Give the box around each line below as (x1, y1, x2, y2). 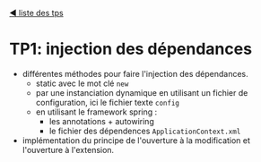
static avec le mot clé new (35, 78, 129, 89)
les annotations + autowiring (48, 115, 154, 126)
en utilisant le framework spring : (35, 107, 158, 117)
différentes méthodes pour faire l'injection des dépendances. (22, 68, 248, 79)
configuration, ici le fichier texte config (35, 97, 179, 107)
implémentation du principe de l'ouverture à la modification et (22, 134, 251, 146)
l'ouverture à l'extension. (22, 144, 115, 155)
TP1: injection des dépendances (9, 39, 253, 59)
